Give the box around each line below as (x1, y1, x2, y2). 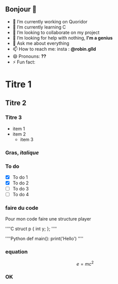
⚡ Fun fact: (12, 59, 35, 65)
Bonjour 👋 (5, 5, 37, 14)
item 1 (12, 125, 25, 132)
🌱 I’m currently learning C (12, 24, 66, 30)
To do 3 (12, 186, 29, 192)
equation (5, 248, 28, 256)
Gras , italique (5, 149, 39, 156)
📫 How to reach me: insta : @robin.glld (12, 46, 96, 52)
